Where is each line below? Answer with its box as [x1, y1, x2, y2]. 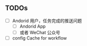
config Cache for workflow [12, 35, 67, 41]
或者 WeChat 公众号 [19, 29, 60, 35]
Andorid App [19, 23, 46, 29]
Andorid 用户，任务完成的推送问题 [12, 17, 82, 24]
